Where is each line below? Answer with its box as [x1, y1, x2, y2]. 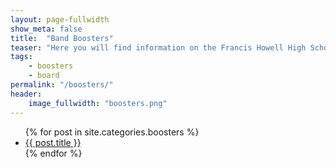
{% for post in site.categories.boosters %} [24, 126, 200, 138]
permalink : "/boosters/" [10, 80, 114, 90]
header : [10, 89, 43, 99]
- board [28, 71, 60, 81]
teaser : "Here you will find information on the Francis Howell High [10, 42, 307, 53]
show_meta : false [10, 24, 83, 34]
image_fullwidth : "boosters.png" [28, 98, 168, 108]
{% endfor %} [24, 147, 83, 159]
